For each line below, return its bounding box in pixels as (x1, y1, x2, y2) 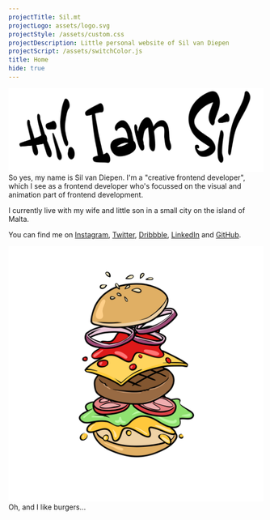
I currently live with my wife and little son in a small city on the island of (8, 205, 246, 215)
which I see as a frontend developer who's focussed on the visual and (8, 181, 242, 190)
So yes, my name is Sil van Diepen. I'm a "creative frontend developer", (8, 173, 246, 182)
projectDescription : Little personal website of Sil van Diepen (8, 39, 230, 47)
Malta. (8, 214, 30, 224)
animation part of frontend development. (8, 190, 144, 199)
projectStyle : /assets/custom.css (8, 30, 125, 38)
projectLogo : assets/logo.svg (8, 21, 111, 30)
